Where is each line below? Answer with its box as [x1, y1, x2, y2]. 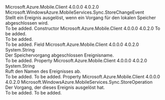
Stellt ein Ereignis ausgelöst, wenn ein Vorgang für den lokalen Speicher [5, 15, 156, 21]
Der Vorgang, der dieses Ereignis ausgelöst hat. [5, 84, 105, 90]
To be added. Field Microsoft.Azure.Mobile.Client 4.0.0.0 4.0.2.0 [5, 41, 139, 47]
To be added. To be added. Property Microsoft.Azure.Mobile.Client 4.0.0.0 [5, 74, 160, 79]
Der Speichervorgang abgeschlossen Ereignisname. [5, 52, 114, 58]
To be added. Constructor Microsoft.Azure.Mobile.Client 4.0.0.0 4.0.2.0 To [5, 25, 160, 31]
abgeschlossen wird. [5, 20, 49, 26]
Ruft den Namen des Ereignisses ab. [5, 68, 81, 74]
